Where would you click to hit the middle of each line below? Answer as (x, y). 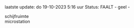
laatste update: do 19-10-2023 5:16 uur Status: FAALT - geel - (67, 7)
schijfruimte (17, 16)
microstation (17, 21)
